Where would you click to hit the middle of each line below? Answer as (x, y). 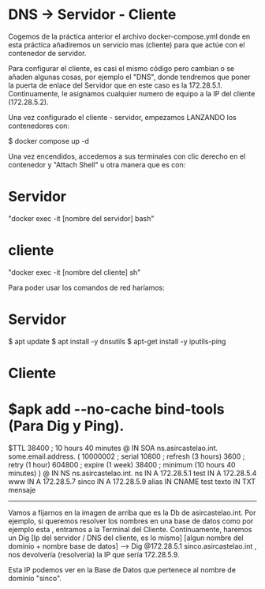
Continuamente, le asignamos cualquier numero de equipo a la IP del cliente (132, 93)
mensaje (22, 490)
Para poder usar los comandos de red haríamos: (86, 287)
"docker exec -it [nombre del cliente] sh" (75, 272)
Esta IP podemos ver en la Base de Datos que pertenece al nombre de (122, 569)
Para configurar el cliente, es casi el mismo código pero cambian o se (121, 68)
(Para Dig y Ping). (66, 426)
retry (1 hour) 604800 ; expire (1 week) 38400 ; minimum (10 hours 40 (122, 464)
